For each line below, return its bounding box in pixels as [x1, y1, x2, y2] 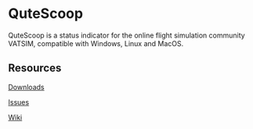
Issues [8, 97, 30, 106]
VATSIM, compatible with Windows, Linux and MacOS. [8, 38, 184, 48]
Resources [8, 62, 62, 75]
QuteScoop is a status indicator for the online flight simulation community [8, 30, 245, 40]
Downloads [8, 82, 45, 91]
